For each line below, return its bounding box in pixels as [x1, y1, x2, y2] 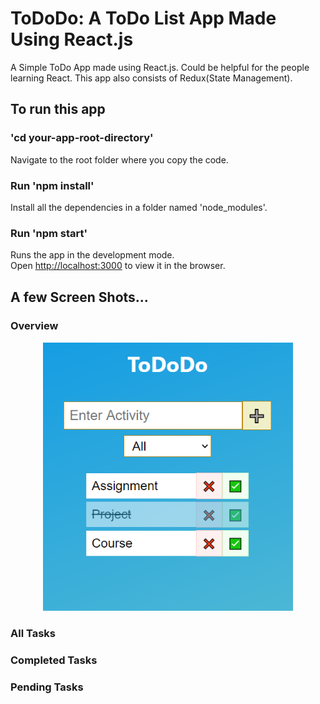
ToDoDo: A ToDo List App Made [10, 7, 277, 30]
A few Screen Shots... [10, 288, 149, 306]
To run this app [10, 101, 106, 118]
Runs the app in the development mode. [10, 249, 175, 261]
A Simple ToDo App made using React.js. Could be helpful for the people [10, 61, 310, 73]
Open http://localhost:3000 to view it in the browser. [10, 260, 226, 272]
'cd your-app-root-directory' [10, 131, 154, 145]
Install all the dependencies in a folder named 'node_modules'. [10, 201, 268, 213]
